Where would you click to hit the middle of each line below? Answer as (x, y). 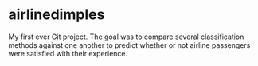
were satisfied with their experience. (68, 53)
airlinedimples (57, 15)
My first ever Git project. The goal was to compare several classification (126, 37)
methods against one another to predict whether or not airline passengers (129, 45)
